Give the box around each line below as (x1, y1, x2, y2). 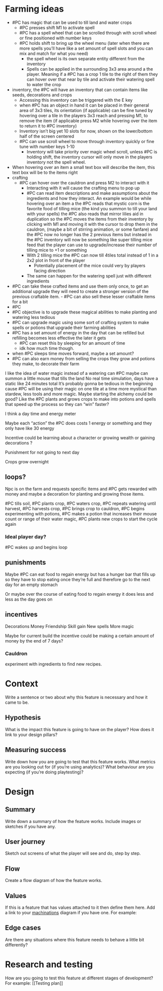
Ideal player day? (5, 533, 46, 540)
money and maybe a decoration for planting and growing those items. (5, 491, 145, 497)
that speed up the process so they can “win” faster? (5, 401, 109, 407)
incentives (5, 610, 38, 619)
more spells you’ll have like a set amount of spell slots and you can (19, 45, 153, 51)
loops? (5, 473, 26, 481)
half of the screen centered (19, 133, 74, 139)
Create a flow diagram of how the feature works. (5, 878, 103, 883)
